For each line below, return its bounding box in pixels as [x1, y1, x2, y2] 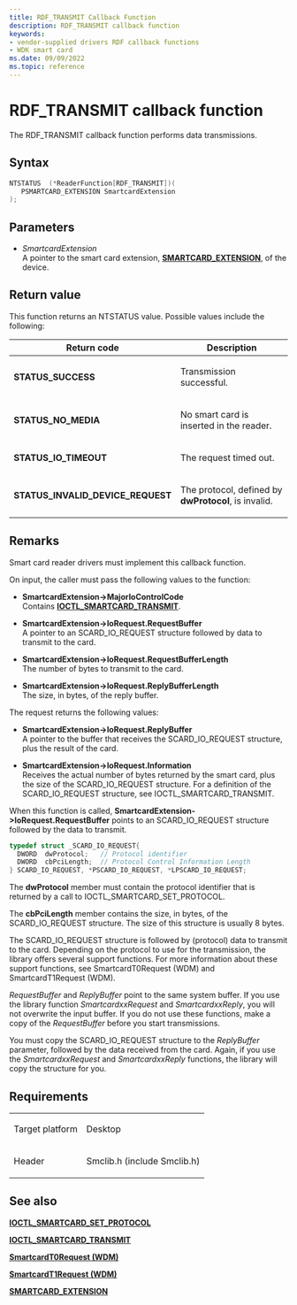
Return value [9, 288, 81, 303]
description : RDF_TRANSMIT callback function [9, 21, 179, 30]
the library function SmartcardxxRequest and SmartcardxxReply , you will [9, 999, 276, 1009]
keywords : [9, 29, 46, 38]
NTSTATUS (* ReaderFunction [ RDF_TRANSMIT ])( [9, 179, 176, 188]
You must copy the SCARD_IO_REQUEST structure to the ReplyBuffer [9, 1035, 260, 1046]
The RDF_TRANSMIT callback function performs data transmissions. [9, 129, 258, 140]
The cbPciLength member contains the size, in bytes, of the [9, 909, 228, 919]
